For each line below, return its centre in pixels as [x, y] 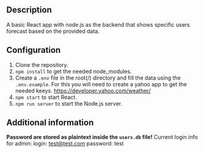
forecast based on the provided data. [53, 31]
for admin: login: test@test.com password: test [65, 144]
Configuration [34, 50]
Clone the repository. [42, 65]
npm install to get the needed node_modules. [74, 71]
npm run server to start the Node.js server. [69, 103]
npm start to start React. [46, 97]
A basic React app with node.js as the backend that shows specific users [98, 24]
